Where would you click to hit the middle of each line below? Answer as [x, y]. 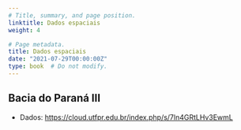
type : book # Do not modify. [58, 67]
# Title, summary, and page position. [72, 15]
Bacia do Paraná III [55, 98]
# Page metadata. [37, 44]
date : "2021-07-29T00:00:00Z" [58, 59]
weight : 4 [24, 30]
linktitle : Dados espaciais [55, 23]
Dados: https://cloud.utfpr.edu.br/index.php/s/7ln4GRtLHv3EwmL [126, 117]
